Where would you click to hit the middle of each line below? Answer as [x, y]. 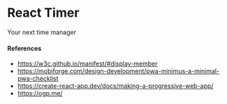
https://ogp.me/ [40, 94]
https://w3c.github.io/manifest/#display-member [88, 64]
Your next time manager [42, 32]
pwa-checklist [38, 79]
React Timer [43, 13]
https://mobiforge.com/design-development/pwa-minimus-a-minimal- [118, 71]
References [24, 48]
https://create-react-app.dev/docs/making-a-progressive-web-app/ [115, 86]
